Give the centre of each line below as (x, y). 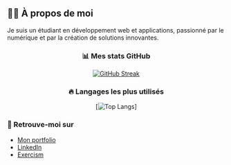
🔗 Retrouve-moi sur (40, 125)
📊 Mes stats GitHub (116, 55)
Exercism (30, 155)
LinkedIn (29, 147)
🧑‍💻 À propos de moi (50, 14)
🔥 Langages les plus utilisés (116, 92)
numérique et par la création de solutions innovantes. (83, 37)
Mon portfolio (37, 139)
